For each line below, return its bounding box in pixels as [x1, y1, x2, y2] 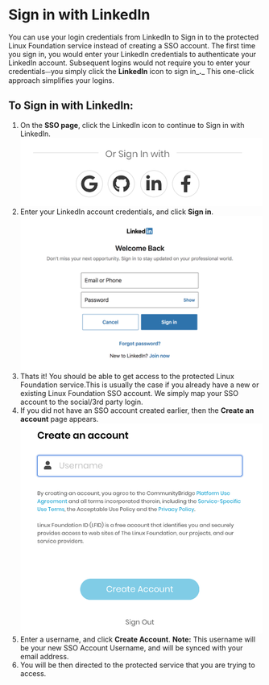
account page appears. [19, 415, 99, 424]
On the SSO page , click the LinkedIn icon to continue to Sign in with [19, 120, 245, 130]
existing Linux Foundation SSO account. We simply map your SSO [19, 389, 239, 398]
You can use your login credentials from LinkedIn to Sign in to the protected [8, 32, 259, 42]
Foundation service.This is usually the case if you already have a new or [19, 380, 259, 390]
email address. [19, 651, 69, 661]
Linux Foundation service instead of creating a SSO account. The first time [8, 40, 256, 50]
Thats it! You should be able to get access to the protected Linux [19, 372, 235, 382]
